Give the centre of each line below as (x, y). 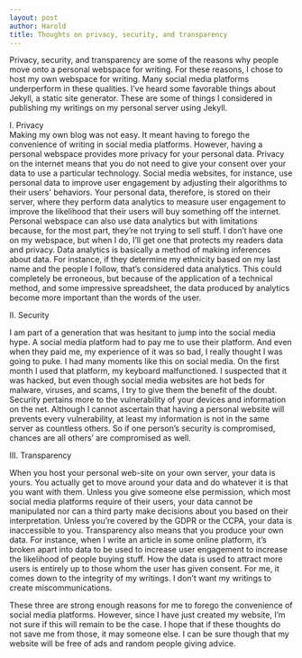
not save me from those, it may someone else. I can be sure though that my (150, 634)
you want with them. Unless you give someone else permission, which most (150, 492)
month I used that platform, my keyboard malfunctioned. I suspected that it (148, 371)
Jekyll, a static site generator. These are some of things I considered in (141, 98)
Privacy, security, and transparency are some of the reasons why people (144, 60)
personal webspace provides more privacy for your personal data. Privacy (147, 154)
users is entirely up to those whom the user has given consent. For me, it (144, 569)
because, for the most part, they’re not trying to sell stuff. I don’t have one (146, 231)
